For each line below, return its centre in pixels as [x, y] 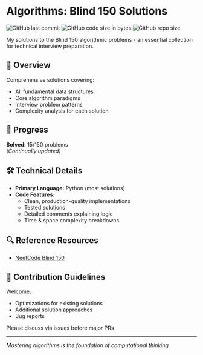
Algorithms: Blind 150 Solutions [87, 11]
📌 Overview [28, 65]
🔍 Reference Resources [52, 240]
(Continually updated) [34, 151]
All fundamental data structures [54, 91]
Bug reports [30, 316]
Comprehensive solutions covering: [50, 79]
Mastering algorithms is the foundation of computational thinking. [88, 345]
